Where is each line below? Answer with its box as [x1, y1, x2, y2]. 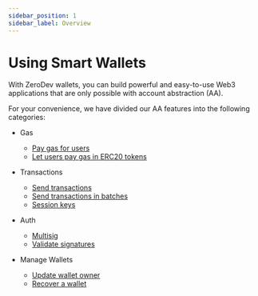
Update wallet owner [31, 270, 101, 280]
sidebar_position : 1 [8, 11, 77, 20]
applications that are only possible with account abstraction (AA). [8, 89, 224, 98]
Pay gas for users [31, 143, 90, 153]
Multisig [31, 231, 58, 241]
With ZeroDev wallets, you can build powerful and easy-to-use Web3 [8, 80, 236, 90]
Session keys [31, 200, 76, 210]
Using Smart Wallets [8, 54, 146, 72]
